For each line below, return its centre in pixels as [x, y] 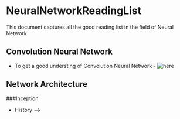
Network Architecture [47, 84]
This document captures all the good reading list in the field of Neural [90, 27]
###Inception [22, 98]
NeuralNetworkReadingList [74, 11]
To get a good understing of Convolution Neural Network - [85, 66]
